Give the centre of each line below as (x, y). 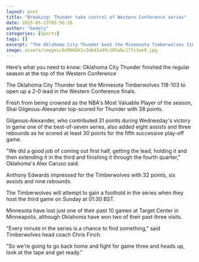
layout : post (22, 12)
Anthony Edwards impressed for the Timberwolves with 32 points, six (91, 175)
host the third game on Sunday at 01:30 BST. (61, 199)
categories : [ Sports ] (33, 34)
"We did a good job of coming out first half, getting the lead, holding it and (97, 151)
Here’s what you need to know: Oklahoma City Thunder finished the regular (98, 67)
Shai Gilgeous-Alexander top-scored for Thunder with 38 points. (85, 109)
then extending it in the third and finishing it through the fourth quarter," (93, 157)
